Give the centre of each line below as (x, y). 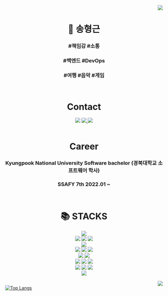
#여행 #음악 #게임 (84, 75)
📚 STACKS (84, 216)
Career (84, 147)
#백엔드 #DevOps (84, 61)
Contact (84, 107)
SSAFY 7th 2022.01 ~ (84, 184)
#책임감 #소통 (84, 46)
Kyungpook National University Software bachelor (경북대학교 (81, 163)
